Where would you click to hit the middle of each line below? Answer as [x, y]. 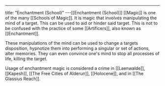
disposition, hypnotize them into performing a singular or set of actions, [77, 48]
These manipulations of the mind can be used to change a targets [72, 43]
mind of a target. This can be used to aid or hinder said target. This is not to [82, 23]
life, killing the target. [26, 59]
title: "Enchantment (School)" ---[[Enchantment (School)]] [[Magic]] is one [81, 13]
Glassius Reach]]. [23, 79]
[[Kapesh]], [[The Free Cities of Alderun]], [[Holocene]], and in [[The [74, 73]
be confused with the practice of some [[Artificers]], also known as [73, 28]
